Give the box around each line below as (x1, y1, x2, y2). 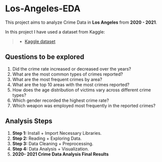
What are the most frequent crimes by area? (12, 76, 102, 82)
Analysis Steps (5, 117, 53, 125)
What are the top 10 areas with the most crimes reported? (12, 81, 130, 87)
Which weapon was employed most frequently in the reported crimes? (12, 102, 156, 109)
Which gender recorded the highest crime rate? (12, 97, 109, 103)
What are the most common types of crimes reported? (12, 71, 123, 77)
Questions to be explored (5, 53, 84, 61)
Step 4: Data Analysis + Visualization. (12, 146, 89, 152)
